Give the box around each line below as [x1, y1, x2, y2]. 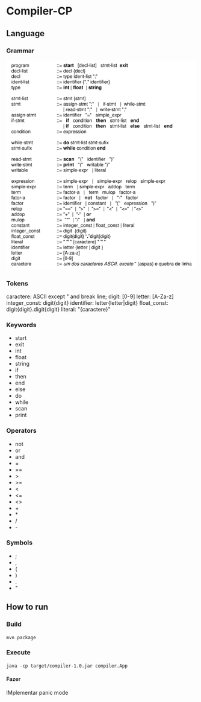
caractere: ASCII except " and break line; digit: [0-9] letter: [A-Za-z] [6, 293, 174, 300]
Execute [6, 648, 31, 657]
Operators [6, 427, 37, 435]
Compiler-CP [6, 4, 73, 18]
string [14, 360, 30, 368]
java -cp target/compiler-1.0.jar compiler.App [6, 663, 128, 669]
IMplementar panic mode [6, 689, 69, 697]
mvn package [6, 634, 36, 640]
